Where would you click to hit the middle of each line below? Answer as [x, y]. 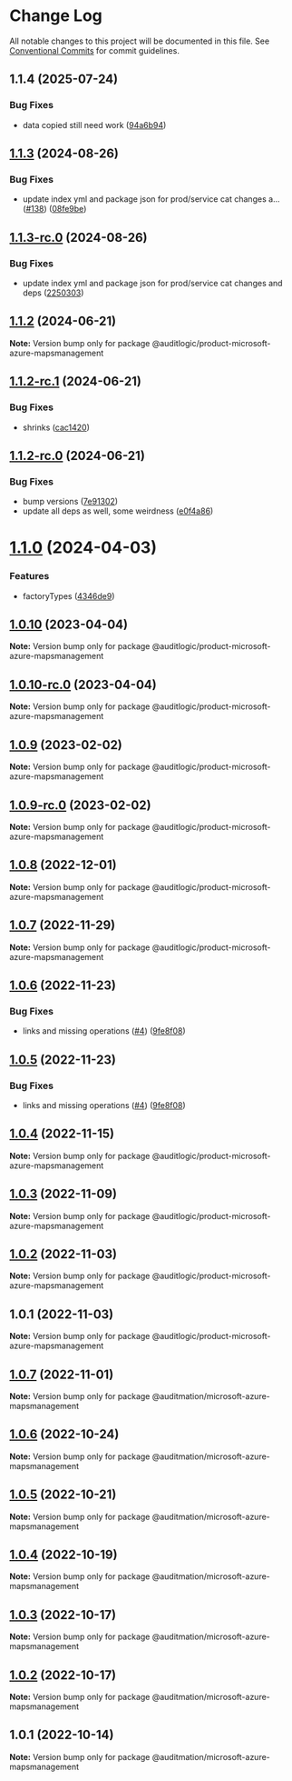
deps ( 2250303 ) [53, 293]
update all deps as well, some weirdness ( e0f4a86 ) [118, 511]
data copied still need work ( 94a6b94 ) [94, 125]
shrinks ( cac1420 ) [56, 427]
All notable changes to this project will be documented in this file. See [140, 41]
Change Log [56, 16]
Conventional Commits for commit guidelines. [94, 50]
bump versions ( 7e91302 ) [70, 502]
